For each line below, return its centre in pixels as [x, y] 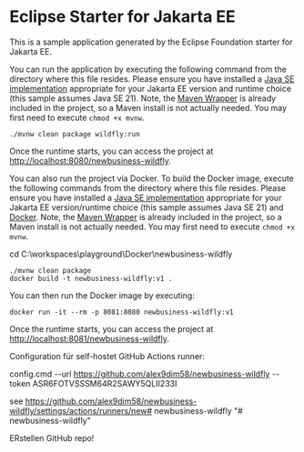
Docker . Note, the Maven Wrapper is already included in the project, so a [146, 216]
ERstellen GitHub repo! [52, 437]
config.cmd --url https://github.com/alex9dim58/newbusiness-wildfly [140, 374]
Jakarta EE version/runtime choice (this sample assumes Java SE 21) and [147, 207]
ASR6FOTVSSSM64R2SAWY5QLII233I [105, 383]
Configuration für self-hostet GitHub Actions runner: [107, 356]
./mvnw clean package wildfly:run [75, 134]
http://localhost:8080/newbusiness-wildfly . [90, 160]
